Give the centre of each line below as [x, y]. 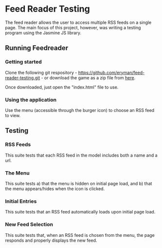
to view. [13, 115]
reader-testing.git [23, 78]
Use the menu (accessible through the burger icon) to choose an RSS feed [80, 110]
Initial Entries [21, 201]
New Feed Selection [29, 225]
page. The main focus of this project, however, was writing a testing [73, 27]
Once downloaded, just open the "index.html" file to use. [62, 87]
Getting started [24, 62]
